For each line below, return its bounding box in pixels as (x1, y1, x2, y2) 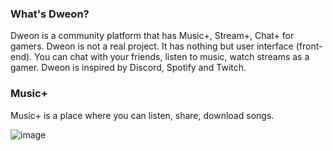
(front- (295, 40, 323, 52)
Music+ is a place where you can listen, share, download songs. (10, 109, 275, 121)
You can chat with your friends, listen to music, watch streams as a (34, 51, 310, 63)
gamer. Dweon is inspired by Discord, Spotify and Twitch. (10, 62, 247, 74)
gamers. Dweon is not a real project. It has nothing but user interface (10, 40, 294, 52)
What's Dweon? (10, 7, 90, 21)
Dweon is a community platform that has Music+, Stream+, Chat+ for (10, 30, 295, 42)
